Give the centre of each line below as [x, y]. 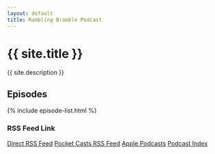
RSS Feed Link [31, 129]
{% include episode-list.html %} [52, 111]
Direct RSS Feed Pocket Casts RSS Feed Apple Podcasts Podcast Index [107, 143]
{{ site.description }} [36, 73]
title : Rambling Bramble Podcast [55, 20]
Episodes [27, 94]
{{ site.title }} [45, 54]
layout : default [30, 13]
